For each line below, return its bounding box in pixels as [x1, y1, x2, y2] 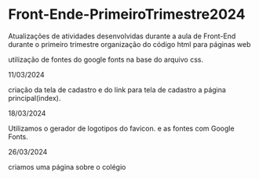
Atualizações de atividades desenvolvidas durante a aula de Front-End [8, 31, 236, 41]
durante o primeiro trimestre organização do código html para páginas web [8, 39, 251, 48]
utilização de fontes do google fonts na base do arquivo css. [8, 55, 204, 64]
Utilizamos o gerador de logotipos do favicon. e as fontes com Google [8, 124, 235, 133]
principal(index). [8, 93, 61, 102]
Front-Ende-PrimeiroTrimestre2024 [8, 5, 246, 23]
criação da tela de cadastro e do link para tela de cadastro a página [8, 84, 226, 95]
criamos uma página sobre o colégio [8, 162, 126, 171]
